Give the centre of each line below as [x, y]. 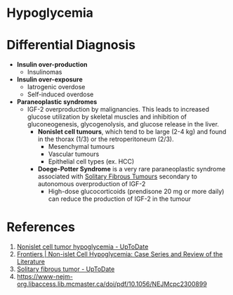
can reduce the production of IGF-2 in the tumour [119, 199]
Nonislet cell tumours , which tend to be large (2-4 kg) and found [132, 132]
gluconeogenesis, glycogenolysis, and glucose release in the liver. [123, 124]
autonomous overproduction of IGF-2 [92, 184]
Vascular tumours [74, 154]
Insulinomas [45, 72]
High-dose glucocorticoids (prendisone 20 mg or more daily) [136, 192]
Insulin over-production [52, 65]
